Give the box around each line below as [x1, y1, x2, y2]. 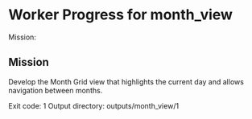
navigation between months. [8, 85, 103, 95]
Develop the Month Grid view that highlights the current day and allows [8, 76, 244, 86]
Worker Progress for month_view [8, 6, 233, 24]
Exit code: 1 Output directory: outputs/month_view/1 [8, 101, 180, 110]
